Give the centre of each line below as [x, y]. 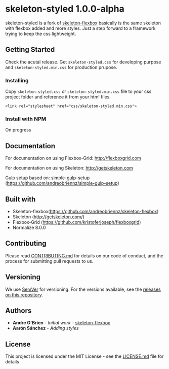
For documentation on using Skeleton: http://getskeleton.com [69, 168]
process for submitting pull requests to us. [49, 261]
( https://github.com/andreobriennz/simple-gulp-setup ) [62, 183]
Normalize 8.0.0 [29, 227]
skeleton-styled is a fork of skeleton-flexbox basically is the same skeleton [83, 23]
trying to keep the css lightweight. [41, 33]
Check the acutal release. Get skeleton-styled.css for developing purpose [83, 62]
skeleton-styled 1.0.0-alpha [65, 9]
